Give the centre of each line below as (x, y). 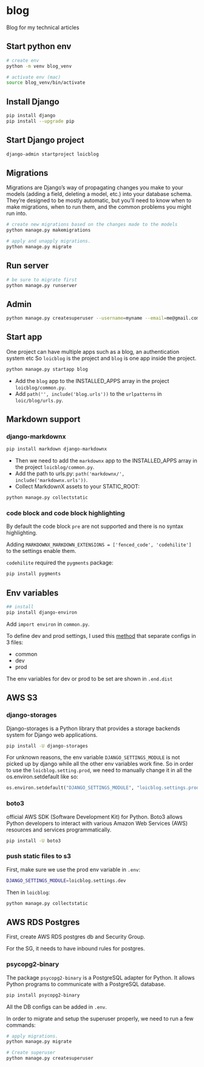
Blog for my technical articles (43, 27)
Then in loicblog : (28, 892)
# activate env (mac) (34, 77)
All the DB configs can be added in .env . (57, 1007)
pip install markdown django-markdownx (57, 449)
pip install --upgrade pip (40, 121)
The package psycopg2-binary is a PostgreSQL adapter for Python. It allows (101, 977)
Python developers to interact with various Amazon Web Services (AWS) (97, 823)
